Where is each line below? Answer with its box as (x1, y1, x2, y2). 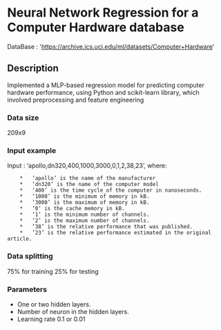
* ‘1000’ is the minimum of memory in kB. (19, 193, 150, 200)
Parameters (7, 284, 47, 294)
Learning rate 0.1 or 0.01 (17, 315, 86, 323)
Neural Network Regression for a (7, 5, 199, 21)
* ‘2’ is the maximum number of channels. (19, 217, 150, 224)
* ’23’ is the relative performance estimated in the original (19, 230, 212, 237)
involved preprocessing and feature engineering (7, 95, 144, 104)
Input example (7, 145, 57, 155)
